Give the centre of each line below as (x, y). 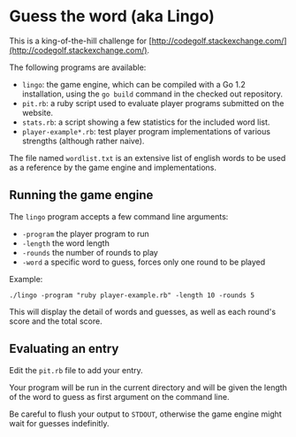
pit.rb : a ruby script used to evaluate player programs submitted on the (153, 103)
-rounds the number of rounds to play (90, 252)
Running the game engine (81, 195)
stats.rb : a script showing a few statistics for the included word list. (146, 122)
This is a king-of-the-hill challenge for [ (80, 41)
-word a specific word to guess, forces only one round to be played (144, 262)
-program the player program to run (86, 234)
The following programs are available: (78, 67)
